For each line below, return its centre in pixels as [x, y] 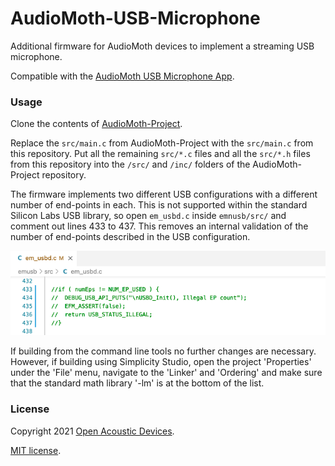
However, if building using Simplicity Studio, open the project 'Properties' [161, 362]
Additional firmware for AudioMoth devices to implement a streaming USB [162, 46]
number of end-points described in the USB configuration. [130, 237]
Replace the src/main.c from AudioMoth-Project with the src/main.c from [162, 143]
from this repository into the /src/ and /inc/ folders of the [130, 164]
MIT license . [36, 450]
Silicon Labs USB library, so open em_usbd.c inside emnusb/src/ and [148, 216]
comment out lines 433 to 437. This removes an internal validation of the [159, 226]
